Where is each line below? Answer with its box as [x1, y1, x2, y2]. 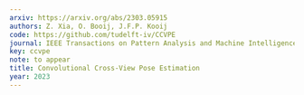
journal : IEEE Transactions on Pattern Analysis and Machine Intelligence [9, 38, 298, 48]
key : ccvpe [9, 47, 51, 56]
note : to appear [9, 55, 71, 64]
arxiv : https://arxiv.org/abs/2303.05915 [9, 13, 168, 23]
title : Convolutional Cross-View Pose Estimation [9, 64, 201, 73]
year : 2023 [9, 72, 51, 81]
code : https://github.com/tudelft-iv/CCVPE [9, 30, 176, 39]
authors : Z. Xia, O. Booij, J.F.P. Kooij [9, 22, 168, 31]
